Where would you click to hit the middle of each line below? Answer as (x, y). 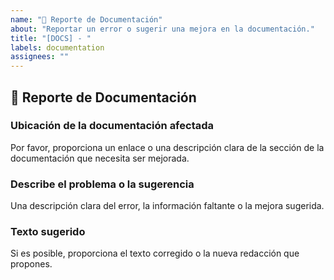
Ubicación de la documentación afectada (112, 126)
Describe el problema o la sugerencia (102, 184)
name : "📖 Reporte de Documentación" (86, 19)
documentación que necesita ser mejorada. (100, 158)
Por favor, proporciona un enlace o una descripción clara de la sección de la (167, 147)
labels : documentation (57, 47)
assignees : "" (40, 57)
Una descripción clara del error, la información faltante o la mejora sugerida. (167, 206)
